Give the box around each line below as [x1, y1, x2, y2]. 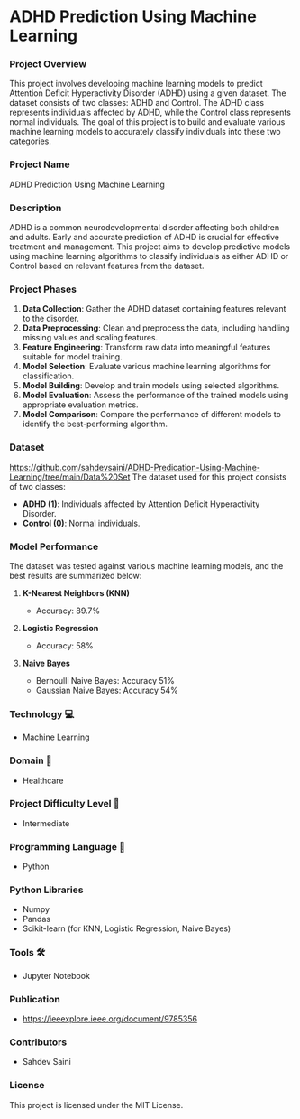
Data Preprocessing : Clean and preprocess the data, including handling [22, 322, 290, 333]
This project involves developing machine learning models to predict [9, 79, 263, 89]
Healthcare [22, 775, 65, 786]
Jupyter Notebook [22, 970, 90, 981]
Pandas [22, 914, 51, 925]
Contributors [9, 1036, 68, 1049]
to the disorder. [22, 313, 79, 324]
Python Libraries [9, 883, 84, 896]
